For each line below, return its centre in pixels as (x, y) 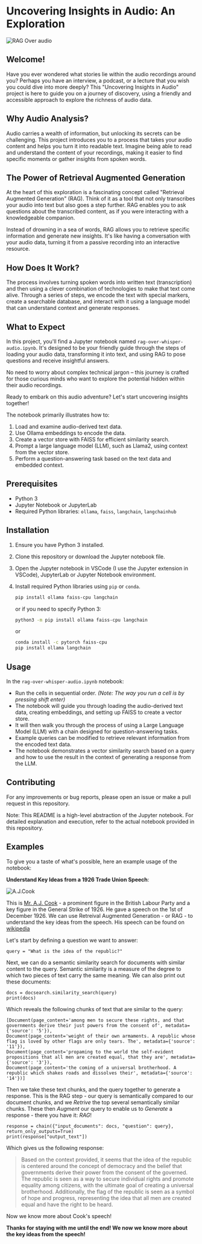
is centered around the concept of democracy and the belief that (101, 1166)
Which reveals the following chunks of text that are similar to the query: (95, 1009)
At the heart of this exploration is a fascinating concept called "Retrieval (96, 192)
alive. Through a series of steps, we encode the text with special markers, (98, 295)
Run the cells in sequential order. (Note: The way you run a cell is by (100, 693)
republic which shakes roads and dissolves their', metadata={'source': (99, 1073)
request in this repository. (38, 803)
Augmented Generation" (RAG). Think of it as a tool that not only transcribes (101, 199)
